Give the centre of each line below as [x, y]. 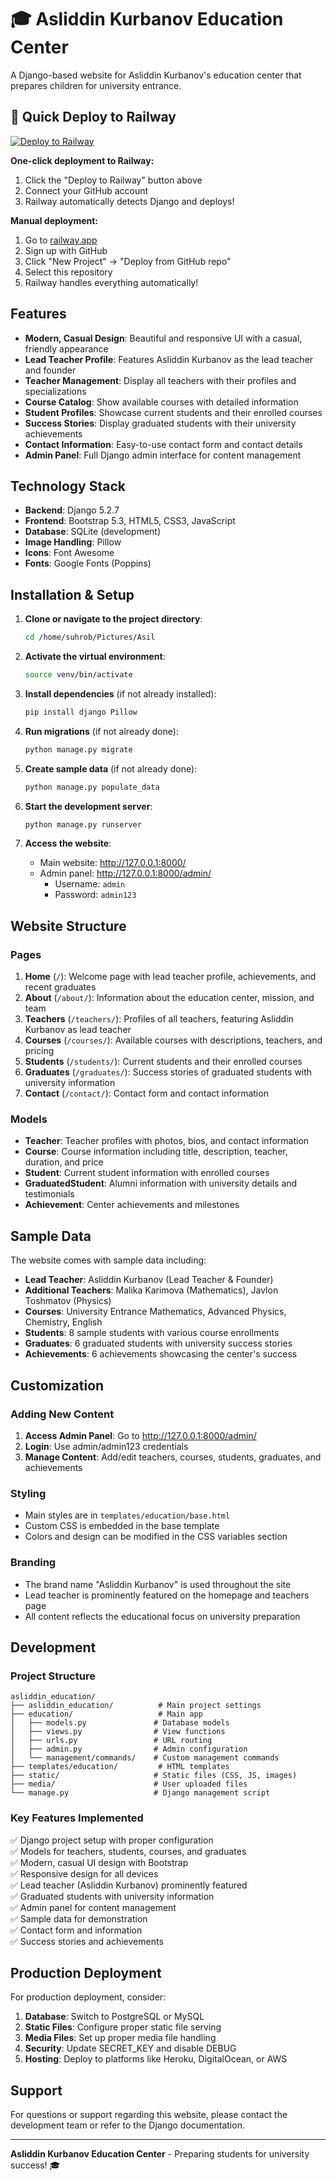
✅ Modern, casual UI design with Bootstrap [99, 1862]
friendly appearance [66, 348]
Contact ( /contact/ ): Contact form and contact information [146, 1093]
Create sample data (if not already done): [111, 768]
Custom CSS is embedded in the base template [122, 1526]
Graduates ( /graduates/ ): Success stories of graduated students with [168, 1072]
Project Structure [53, 1676]
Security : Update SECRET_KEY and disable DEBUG [130, 2048]
